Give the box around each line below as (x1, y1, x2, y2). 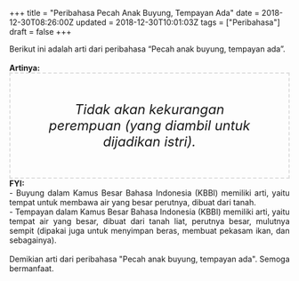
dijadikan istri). (102, 133, 197, 150)
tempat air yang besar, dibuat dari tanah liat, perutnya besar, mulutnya (9, 216, 290, 226)
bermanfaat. (9, 263, 54, 274)
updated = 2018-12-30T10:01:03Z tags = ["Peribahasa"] (75, 17, 280, 28)
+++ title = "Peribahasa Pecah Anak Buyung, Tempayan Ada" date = (9, 8, 260, 18)
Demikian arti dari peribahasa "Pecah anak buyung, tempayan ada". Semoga (9, 253, 290, 264)
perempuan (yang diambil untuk (48, 117, 251, 134)
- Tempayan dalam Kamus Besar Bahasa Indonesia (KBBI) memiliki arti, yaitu (9, 206, 290, 217)
